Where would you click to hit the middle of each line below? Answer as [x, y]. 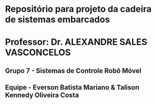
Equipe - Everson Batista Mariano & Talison [72, 87]
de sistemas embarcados [58, 19]
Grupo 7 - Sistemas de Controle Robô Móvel [73, 71]
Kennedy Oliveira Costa [42, 95]
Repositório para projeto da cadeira [78, 9]
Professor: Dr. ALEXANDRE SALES [76, 42]
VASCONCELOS [38, 52]
